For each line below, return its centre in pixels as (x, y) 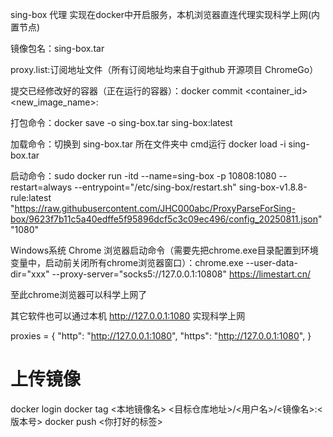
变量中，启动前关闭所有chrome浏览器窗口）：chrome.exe (127, 262)
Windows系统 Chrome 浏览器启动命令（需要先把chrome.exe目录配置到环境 (164, 250)
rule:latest (31, 197)
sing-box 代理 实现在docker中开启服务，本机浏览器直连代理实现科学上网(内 (165, 14)
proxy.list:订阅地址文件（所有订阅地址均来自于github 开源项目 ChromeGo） (164, 69)
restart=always (41, 187)
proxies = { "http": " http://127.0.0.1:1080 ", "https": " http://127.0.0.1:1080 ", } (161, 336)
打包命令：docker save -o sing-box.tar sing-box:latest (121, 122)
